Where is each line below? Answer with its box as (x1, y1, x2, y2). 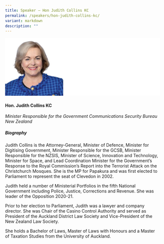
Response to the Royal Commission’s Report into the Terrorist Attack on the (5, 163, 157, 169)
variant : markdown (5, 18, 43, 23)
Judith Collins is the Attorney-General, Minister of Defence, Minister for (5, 142, 149, 148)
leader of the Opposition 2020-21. (5, 193, 74, 199)
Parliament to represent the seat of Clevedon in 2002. (5, 173, 114, 179)
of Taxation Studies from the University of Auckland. (5, 233, 111, 239)
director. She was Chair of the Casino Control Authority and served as (5, 208, 146, 214)
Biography (5, 130, 27, 136)
